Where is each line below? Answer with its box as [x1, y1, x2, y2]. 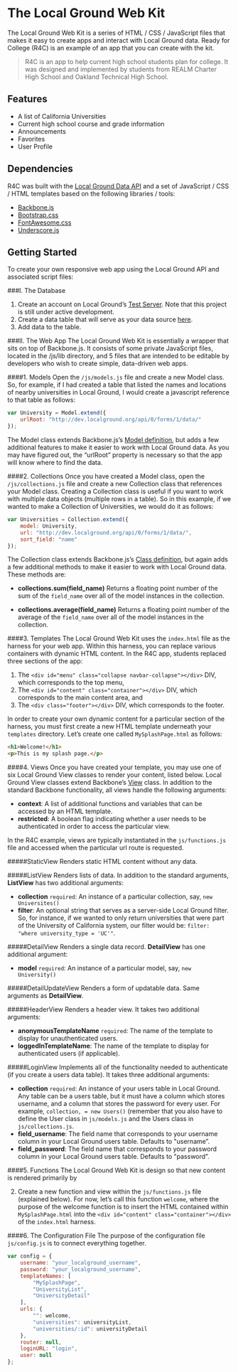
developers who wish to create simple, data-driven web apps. [7, 359, 188, 368]
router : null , [20, 1339, 62, 1346]
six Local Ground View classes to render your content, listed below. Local [7, 771, 222, 779]
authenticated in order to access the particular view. [17, 822, 171, 831]
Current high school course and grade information [17, 119, 165, 128]
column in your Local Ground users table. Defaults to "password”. [17, 1152, 210, 1161]
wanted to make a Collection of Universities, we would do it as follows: [7, 503, 214, 510]
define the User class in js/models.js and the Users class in [17, 1115, 194, 1123]
